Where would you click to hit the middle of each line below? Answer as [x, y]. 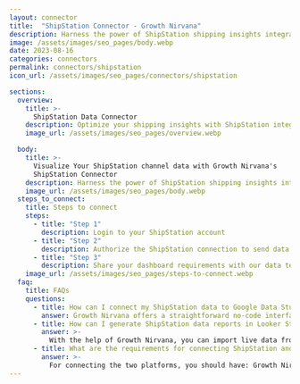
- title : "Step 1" [67, 224]
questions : [46, 299]
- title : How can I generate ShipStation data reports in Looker [157, 324]
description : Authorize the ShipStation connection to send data [166, 249]
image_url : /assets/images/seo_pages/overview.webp [123, 134]
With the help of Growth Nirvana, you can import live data [163, 340]
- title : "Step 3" [67, 257]
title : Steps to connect [71, 208]
